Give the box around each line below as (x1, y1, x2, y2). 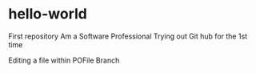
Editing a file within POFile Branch (8, 55, 120, 65)
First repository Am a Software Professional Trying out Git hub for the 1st (8, 31, 248, 41)
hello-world (8, 5, 88, 23)
